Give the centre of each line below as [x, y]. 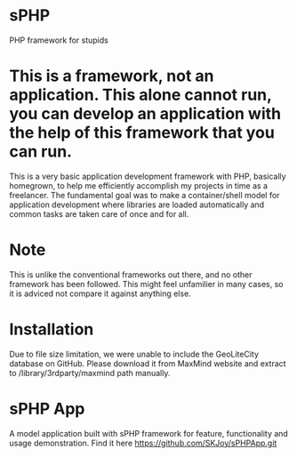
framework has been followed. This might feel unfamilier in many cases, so [146, 284]
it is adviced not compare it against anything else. [100, 293]
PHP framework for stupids [59, 40]
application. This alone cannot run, [140, 95]
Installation [52, 329]
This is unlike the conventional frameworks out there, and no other [131, 274]
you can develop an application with [145, 114]
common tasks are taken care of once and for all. [99, 213]
